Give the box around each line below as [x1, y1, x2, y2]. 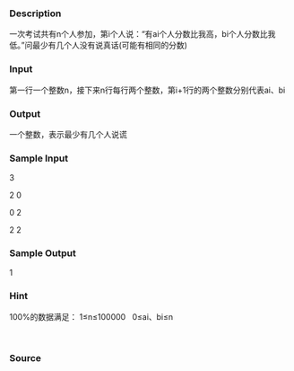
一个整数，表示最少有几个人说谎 [9, 128, 127, 139]
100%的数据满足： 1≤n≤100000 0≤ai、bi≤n [9, 311, 174, 322]
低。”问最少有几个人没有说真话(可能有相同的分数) [9, 40, 188, 51]
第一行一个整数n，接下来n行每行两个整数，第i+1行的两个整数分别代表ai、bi [9, 84, 286, 95]
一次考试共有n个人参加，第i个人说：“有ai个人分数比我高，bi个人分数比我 [9, 29, 276, 40]
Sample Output [9, 247, 76, 260]
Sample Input [9, 152, 69, 164]
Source [9, 351, 42, 364]
